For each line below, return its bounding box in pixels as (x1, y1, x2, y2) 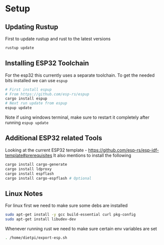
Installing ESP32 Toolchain (5, 59, 89, 67)
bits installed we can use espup (5, 77, 68, 83)
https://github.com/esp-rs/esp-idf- (88, 147, 159, 153)
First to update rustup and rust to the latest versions (5, 36, 111, 42)
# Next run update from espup (5, 101, 68, 106)
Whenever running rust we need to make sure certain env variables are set (5, 226, 157, 232)
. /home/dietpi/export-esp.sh (5, 235, 68, 240)
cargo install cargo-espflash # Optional (5, 176, 92, 181)
